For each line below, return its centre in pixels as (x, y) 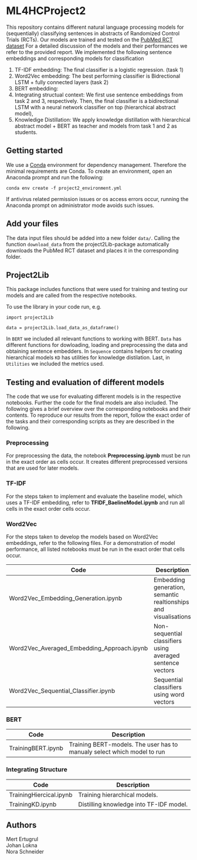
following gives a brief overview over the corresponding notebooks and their (98, 409)
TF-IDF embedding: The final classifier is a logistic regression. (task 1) (99, 69)
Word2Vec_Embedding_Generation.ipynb (66, 598)
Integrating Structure (37, 769)
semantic (166, 595)
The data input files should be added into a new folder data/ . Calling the (93, 238)
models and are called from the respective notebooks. (71, 296)
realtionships (171, 602)
